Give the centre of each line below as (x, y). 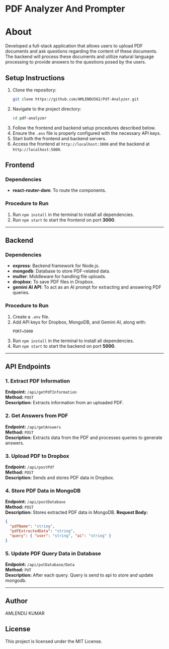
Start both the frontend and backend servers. (59, 138)
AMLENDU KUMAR (25, 613)
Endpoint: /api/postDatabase (35, 502)
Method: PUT (18, 570)
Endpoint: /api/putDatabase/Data (40, 564)
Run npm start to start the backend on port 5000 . (64, 346)
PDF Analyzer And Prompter (65, 9)
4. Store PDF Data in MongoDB (43, 491)
